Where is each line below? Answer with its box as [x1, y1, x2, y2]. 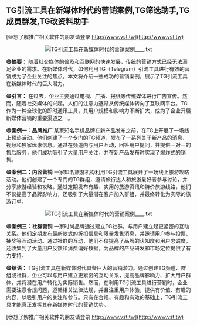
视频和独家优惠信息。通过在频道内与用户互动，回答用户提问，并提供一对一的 [6, 141, 191, 148]
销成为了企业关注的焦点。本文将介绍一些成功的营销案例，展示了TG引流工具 [6, 73, 188, 80]
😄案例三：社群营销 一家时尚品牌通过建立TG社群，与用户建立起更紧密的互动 [6, 222, 189, 229]
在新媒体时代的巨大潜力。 [6, 80, 68, 87]
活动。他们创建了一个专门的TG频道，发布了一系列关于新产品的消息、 [21, 134, 188, 141]
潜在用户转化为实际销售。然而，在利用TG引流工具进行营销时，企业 [26, 279, 188, 286]
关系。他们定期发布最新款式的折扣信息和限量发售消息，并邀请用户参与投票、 [6, 230, 191, 237]
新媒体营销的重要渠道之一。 [6, 114, 73, 121]
